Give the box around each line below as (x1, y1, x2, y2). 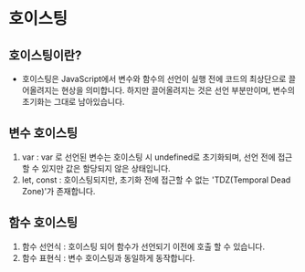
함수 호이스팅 (8, 215, 79, 231)
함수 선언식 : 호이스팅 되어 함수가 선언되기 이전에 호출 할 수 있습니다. (21, 241, 266, 252)
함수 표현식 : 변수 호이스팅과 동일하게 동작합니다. (21, 252, 195, 263)
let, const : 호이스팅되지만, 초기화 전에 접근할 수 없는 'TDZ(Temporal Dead (21, 174, 291, 185)
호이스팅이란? (8, 47, 82, 63)
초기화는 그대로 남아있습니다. (21, 97, 125, 107)
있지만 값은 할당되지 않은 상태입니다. (41, 162, 171, 173)
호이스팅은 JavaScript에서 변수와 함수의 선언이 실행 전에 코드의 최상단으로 (21, 74, 287, 84)
